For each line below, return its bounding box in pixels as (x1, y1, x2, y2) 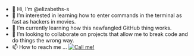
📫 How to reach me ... (11, 44, 67, 50)
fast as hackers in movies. (11, 18, 76, 25)
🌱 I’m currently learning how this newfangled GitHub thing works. (11, 24, 172, 31)
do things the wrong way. (11, 37, 74, 44)
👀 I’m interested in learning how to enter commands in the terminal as (11, 12, 183, 19)
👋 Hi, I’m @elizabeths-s (11, 6, 70, 12)
